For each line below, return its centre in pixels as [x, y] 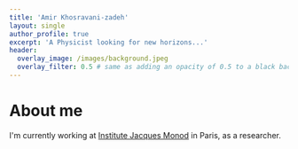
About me [46, 111]
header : [24, 51]
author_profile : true [49, 34]
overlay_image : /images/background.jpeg [93, 59]
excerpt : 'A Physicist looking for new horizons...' [109, 42]
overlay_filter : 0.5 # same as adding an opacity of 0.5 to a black [146, 67]
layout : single [37, 26]
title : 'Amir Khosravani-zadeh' [69, 17]
